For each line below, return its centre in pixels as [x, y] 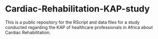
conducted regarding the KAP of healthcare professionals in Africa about [79, 27]
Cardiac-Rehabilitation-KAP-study [78, 9]
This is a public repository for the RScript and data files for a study [72, 22]
